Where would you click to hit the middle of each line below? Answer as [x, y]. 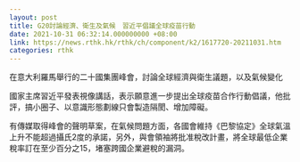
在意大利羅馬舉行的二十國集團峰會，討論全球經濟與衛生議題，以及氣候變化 [146, 77]
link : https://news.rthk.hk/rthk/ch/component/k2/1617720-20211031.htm [145, 42]
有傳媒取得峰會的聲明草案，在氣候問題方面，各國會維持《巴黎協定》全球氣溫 [150, 126]
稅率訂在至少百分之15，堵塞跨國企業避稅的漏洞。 [99, 149]
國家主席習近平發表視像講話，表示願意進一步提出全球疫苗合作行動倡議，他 [146, 96]
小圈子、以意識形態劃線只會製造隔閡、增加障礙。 [122, 107]
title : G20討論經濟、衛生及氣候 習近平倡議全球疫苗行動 [103, 26]
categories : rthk [42, 51]
